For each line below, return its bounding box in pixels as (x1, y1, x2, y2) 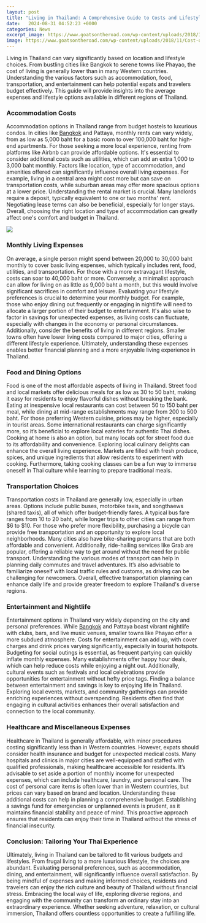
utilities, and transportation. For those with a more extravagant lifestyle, (6, 268, 187, 275)
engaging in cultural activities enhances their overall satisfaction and (6, 701, 180, 709)
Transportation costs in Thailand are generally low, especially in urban (6, 496, 183, 503)
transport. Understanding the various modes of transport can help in (6, 555, 180, 562)
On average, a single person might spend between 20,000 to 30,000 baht (6, 255, 193, 262)
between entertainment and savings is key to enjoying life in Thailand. (6, 682, 183, 689)
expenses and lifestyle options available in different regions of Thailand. (6, 93, 188, 101)
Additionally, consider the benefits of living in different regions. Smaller (6, 326, 186, 334)
